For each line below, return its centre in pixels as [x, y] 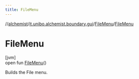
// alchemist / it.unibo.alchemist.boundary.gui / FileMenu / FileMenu [69, 24]
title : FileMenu [22, 10]
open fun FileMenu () [26, 63]
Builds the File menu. [26, 72]
